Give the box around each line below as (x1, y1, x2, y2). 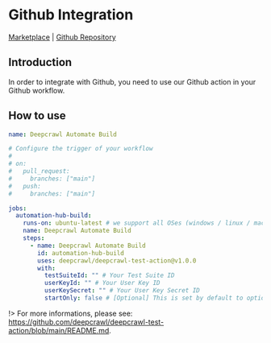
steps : (23, 234, 45, 242)
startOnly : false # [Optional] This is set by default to (44, 294, 244, 303)
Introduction (8, 56, 73, 69)
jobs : (8, 204, 27, 213)
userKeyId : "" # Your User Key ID (44, 279, 161, 287)
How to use (8, 109, 66, 122)
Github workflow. (8, 85, 65, 95)
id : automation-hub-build (37, 249, 125, 257)
